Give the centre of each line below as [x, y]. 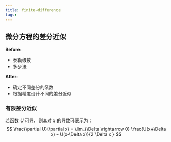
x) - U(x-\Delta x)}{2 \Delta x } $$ [86, 134]
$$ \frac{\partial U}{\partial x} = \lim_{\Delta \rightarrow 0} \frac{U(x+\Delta [86, 129]
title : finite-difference [33, 10]
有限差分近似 [21, 108]
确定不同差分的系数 [33, 87]
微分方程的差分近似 [36, 37]
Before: [13, 50]
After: [12, 77]
